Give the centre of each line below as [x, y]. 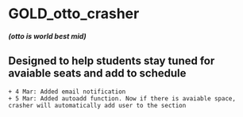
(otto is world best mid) [48, 36]
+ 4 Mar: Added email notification [67, 92]
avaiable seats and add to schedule [97, 73]
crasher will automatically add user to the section [97, 105]
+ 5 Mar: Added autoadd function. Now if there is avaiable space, [122, 98]
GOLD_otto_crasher [74, 14]
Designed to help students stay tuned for [112, 61]
